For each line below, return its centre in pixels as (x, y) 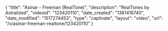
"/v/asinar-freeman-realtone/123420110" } (49, 23)
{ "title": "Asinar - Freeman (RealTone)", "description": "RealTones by (77, 7)
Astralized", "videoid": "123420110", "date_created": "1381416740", (75, 13)
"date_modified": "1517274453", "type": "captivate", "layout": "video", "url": (84, 18)
